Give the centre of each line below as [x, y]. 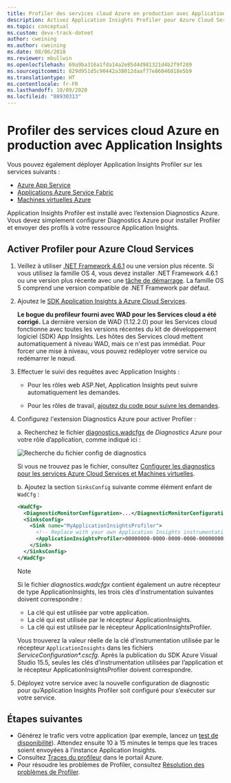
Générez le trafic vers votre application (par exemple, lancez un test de [118, 736]
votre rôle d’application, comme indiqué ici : [79, 439]
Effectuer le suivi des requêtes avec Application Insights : [98, 372]
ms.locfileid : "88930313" [44, 97]
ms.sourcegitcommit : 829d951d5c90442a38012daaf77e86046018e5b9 [100, 71]
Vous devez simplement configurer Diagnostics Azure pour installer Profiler [114, 220]
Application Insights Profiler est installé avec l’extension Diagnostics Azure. [113, 213]
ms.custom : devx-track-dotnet [51, 33]
